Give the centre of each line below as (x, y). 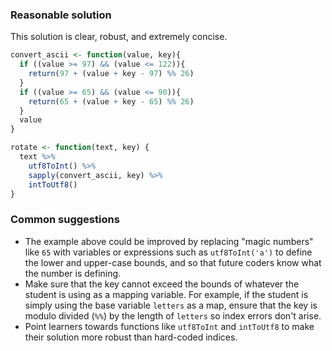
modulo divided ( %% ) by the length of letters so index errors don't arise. (173, 315)
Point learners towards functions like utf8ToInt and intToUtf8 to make (169, 326)
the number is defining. (73, 273)
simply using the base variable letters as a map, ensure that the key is (171, 305)
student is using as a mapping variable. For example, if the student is (166, 294)
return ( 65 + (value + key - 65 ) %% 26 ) (111, 101)
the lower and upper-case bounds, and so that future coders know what (173, 262)
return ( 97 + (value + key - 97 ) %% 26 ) (111, 74)
